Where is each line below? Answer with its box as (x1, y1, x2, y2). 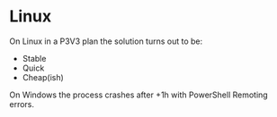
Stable (22, 53, 47, 63)
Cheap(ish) (22, 71, 65, 82)
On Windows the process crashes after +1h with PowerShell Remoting (9, 89, 268, 100)
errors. (9, 98, 34, 109)
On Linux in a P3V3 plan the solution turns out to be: (9, 36, 203, 46)
